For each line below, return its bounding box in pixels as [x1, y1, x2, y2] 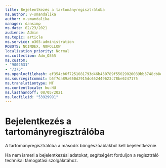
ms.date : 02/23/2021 [5, 26, 48, 31]
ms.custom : [5, 58, 28, 63]
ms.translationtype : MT [5, 81, 54, 85]
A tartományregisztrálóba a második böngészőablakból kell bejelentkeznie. [5, 143, 158, 149]
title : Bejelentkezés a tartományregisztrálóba [5, 7, 105, 12]
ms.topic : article [5, 35, 43, 40]
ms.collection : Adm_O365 [5, 53, 56, 58]
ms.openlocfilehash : [5, 72, 48, 77]
